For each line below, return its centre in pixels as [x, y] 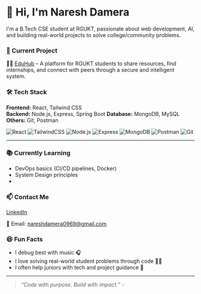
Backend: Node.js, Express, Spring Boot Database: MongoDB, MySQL [93, 114]
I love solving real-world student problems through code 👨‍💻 [89, 261]
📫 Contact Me [28, 197]
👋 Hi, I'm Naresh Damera [68, 12]
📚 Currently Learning [38, 153]
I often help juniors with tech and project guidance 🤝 [79, 268]
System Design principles [46, 174]
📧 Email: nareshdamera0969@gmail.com [56, 224]
